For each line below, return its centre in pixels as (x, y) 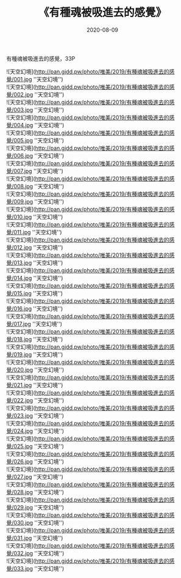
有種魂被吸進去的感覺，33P (41, 58)
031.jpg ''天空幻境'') (38, 538)
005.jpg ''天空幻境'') (39, 140)
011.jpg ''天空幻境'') (38, 232)
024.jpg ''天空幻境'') (39, 431)
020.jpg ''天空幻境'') (39, 369)
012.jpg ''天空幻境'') (38, 247)
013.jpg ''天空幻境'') (38, 262)
